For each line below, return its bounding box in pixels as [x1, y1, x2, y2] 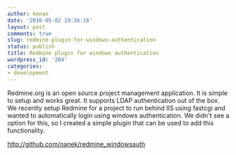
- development [7, 69, 49, 76]
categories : [7, 63, 42, 70]
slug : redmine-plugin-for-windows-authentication [7, 37, 156, 44]
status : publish [7, 43, 55, 50]
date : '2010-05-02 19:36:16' [7, 17, 93, 24]
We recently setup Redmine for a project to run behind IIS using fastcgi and [7, 104, 225, 112]
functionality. [7, 126, 46, 135]
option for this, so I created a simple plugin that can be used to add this [7, 118, 214, 127]
